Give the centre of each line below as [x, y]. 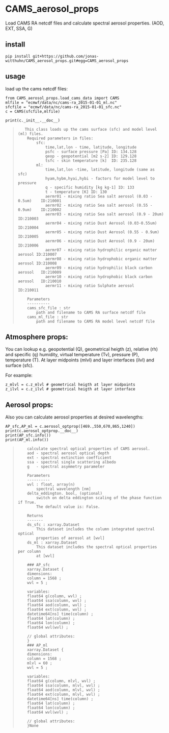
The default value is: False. [68, 507]
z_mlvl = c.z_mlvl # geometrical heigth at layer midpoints [71, 385]
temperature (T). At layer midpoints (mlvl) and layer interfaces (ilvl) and [80, 360]
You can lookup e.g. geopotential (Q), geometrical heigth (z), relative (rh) [82, 349]
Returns [35, 516]
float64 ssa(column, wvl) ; [57, 601]
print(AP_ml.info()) [27, 440]
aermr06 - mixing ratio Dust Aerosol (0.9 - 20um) [100, 241]
